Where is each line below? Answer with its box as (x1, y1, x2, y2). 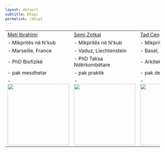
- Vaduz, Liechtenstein (74, 47, 127, 54)
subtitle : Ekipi (5, 12, 38, 17)
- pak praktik (74, 69, 105, 76)
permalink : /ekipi (5, 16, 43, 21)
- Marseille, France (7, 47, 52, 54)
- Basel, (140, 47, 159, 54)
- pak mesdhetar (7, 69, 47, 76)
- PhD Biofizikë (7, 59, 43, 65)
